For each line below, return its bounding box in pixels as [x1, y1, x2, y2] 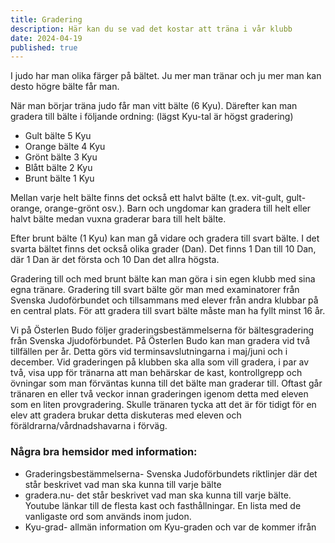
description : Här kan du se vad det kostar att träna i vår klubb [10, 24, 293, 34]
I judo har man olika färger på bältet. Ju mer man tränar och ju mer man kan [10, 70, 322, 82]
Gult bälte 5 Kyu [24, 130, 92, 142]
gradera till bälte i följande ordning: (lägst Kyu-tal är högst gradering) [10, 111, 294, 123]
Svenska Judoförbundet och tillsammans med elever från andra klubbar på [10, 294, 319, 306]
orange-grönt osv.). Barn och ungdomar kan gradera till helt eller [44, 202, 312, 215]
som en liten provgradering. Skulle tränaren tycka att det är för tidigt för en [10, 399, 317, 411]
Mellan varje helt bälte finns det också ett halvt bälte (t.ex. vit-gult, [10, 192, 284, 204]
